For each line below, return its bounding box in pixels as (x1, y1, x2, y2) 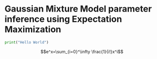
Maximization (4, 24, 62, 35)
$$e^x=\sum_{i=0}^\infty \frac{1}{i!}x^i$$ (40, 48, 124, 54)
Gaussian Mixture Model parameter (4, 3, 152, 15)
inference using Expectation (4, 14, 122, 25)
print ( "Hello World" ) (4, 40, 49, 44)
